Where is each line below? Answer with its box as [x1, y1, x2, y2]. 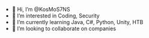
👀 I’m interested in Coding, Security [11, 12, 100, 19]
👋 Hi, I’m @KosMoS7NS [11, 6, 70, 13]
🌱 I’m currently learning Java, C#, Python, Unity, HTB [11, 19, 144, 25]
